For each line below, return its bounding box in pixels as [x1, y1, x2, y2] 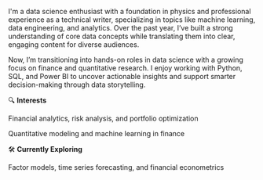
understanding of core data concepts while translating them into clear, [8, 31, 236, 41]
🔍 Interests [8, 95, 47, 105]
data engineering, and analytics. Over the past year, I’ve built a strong [8, 23, 233, 32]
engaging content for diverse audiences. [8, 40, 140, 49]
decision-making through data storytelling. [8, 80, 146, 89]
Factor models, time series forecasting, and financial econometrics [8, 163, 225, 171]
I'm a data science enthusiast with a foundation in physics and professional [8, 7, 251, 16]
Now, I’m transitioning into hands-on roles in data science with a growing [8, 55, 243, 64]
